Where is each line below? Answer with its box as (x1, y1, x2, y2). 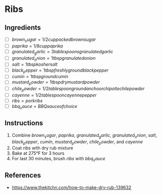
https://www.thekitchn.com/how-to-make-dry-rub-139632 (11, 184, 132, 190)
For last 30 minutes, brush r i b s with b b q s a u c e (11, 156, 106, 163)
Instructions (4, 119, 43, 127)
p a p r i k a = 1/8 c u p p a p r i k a (11, 43, 63, 49)
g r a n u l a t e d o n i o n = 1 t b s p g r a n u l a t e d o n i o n (11, 55, 96, 62)
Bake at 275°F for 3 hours (11, 150, 65, 156)
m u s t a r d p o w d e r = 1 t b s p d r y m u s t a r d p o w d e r (11, 79, 100, 87)
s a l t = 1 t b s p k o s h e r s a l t (11, 61, 58, 68)
